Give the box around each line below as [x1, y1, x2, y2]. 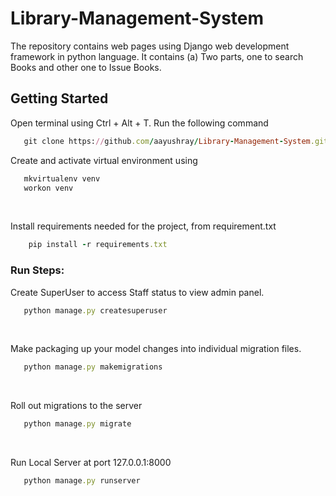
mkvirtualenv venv [23, 173, 101, 184]
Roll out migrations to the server [10, 400, 143, 412]
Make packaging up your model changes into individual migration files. [10, 343, 302, 355]
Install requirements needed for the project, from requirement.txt [10, 220, 277, 232]
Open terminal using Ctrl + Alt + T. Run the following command [10, 117, 269, 129]
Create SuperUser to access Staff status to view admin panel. [10, 286, 265, 298]
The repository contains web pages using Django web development [10, 40, 290, 52]
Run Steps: [10, 263, 65, 277]
